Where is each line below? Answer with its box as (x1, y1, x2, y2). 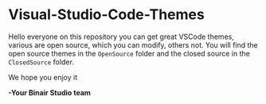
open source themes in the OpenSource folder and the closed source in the (8, 48, 251, 58)
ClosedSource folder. (8, 57, 74, 67)
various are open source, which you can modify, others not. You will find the (8, 40, 259, 49)
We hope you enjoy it (8, 72, 78, 82)
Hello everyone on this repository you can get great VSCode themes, (8, 32, 235, 41)
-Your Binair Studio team (8, 87, 92, 97)
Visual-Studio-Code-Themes (8, 6, 205, 24)
